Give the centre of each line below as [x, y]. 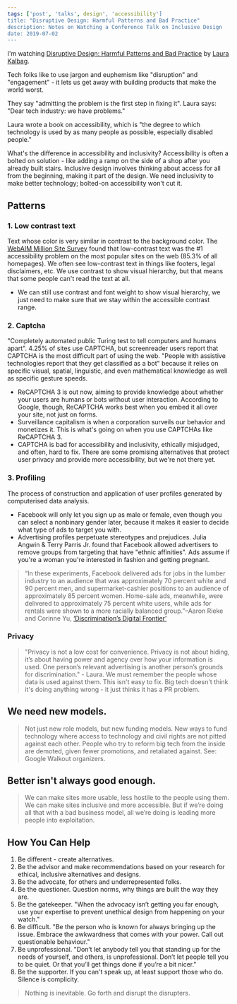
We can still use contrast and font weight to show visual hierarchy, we [119, 292]
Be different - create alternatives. [66, 859]
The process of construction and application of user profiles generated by [115, 493]
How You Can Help [49, 842]
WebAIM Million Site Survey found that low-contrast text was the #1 [105, 249]
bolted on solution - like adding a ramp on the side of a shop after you [109, 161]
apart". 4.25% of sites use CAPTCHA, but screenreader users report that [113, 348]
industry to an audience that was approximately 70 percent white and [125, 580]
